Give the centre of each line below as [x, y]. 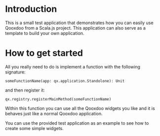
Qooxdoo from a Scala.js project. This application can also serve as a [75, 28]
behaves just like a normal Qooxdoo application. [54, 113]
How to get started [44, 53]
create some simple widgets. [35, 128]
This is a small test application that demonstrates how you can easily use [79, 23]
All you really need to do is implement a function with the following [73, 67]
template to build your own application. [45, 33]
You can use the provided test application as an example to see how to [77, 123]
